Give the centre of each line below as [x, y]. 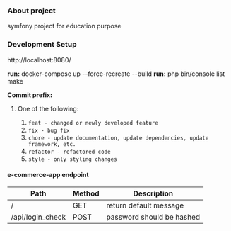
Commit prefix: [30, 95]
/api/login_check [38, 217]
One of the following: [48, 108]
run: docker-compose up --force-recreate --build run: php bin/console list [116, 74]
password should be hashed [153, 217]
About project [32, 11]
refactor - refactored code [69, 152]
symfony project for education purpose [64, 26]
